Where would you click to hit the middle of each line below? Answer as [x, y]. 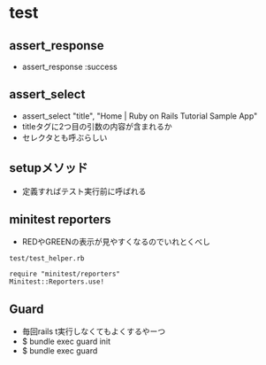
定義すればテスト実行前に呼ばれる [84, 191]
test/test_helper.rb [47, 259]
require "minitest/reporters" [65, 274]
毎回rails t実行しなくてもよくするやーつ [94, 331]
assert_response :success [69, 66]
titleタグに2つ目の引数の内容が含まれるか [97, 126]
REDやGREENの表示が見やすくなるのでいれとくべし [116, 242]
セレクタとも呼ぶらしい [65, 137]
